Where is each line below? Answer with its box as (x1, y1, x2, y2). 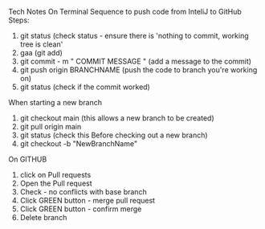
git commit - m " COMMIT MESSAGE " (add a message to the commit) (19, 56, 251, 66)
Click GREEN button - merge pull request (19, 196, 155, 205)
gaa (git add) (19, 48, 63, 57)
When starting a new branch (8, 98, 103, 107)
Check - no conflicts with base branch (19, 187, 147, 196)
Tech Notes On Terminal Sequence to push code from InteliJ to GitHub (8, 7, 243, 16)
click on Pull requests (19, 170, 92, 179)
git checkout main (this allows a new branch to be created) (19, 113, 214, 123)
